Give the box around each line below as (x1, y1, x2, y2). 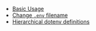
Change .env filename (12, 12, 68, 19)
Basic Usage (12, 5, 44, 12)
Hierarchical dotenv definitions (12, 18, 90, 25)
